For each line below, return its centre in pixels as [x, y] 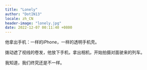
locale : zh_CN [19, 18]
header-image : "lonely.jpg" [33, 23]
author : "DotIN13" [23, 14]
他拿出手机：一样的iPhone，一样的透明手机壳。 [52, 42]
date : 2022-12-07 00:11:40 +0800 [39, 28]
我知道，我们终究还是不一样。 [35, 63]
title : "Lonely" [21, 9]
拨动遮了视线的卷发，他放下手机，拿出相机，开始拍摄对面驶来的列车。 [75, 52]
